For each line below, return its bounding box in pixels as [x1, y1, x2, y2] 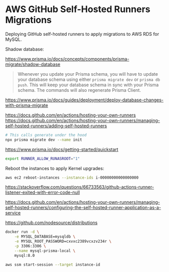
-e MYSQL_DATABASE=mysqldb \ [14, 234, 76, 239]
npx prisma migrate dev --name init [5, 137, 82, 142]
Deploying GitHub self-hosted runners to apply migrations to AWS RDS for [5, 31, 159, 37]
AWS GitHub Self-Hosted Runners [5, 4, 150, 15]
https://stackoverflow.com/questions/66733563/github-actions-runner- [5, 184, 154, 190]
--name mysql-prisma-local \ [14, 248, 76, 253]
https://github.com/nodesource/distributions [5, 220, 98, 226]
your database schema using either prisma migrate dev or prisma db [17, 76, 160, 82]
